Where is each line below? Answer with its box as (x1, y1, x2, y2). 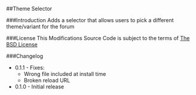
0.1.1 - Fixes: (14, 64, 45, 71)
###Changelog (6, 53, 44, 59)
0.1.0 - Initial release (14, 83, 65, 90)
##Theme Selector (6, 5, 53, 12)
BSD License (6, 41, 38, 48)
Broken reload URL (23, 77, 71, 84)
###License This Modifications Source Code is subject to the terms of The (6, 35, 190, 41)
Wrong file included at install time (23, 71, 106, 77)
